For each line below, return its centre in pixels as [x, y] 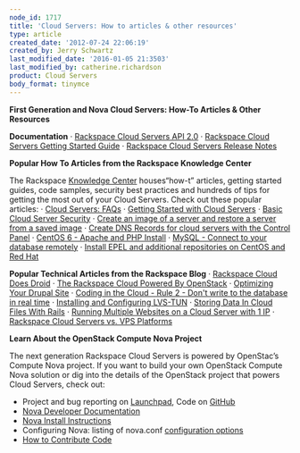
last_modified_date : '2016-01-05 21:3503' [89, 59]
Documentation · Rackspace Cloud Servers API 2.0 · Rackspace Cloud [139, 136]
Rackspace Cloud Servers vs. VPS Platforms [91, 321]
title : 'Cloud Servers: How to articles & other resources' [124, 26]
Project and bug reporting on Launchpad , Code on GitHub [129, 401]
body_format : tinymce [50, 84]
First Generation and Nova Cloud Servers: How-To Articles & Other [135, 109]
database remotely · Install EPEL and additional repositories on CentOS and [147, 247]
